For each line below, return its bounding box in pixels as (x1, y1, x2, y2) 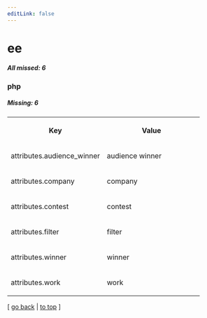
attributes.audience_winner (10, 151, 100, 161)
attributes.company (10, 176, 75, 186)
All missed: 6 (7, 64, 46, 72)
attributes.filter (10, 226, 59, 236)
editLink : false (7, 10, 55, 17)
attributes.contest (10, 201, 69, 211)
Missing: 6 (7, 99, 38, 107)
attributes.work (10, 277, 61, 287)
